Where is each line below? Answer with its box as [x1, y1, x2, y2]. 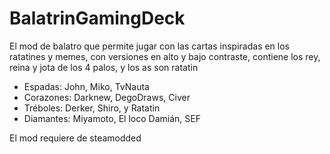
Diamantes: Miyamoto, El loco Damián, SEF [23, 112, 201, 124]
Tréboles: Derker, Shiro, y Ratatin [23, 102, 161, 114]
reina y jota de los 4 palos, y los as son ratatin [9, 61, 199, 73]
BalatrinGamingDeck [9, 7, 186, 30]
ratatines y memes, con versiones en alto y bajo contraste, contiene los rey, [9, 50, 321, 62]
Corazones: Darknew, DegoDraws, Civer [23, 91, 191, 103]
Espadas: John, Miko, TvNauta [23, 80, 150, 92]
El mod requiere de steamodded [9, 132, 142, 144]
